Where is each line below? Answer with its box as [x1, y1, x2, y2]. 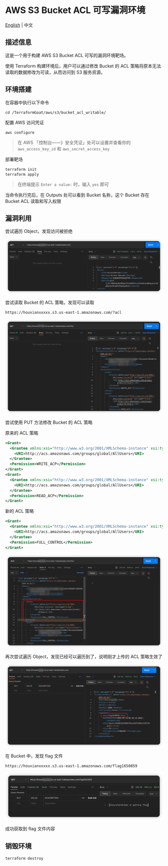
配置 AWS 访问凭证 [5, 119, 44, 125]
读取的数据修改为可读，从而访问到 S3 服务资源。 [5, 69, 105, 75]
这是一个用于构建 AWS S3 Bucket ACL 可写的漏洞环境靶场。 [5, 52, 128, 58]
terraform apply [5, 172, 39, 177]
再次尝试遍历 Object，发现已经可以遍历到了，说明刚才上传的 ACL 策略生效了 [5, 654, 162, 660]
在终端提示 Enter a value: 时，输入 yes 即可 [17, 181, 109, 187]
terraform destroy [5, 856, 43, 861]
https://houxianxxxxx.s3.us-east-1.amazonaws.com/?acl [5, 310, 122, 315]
